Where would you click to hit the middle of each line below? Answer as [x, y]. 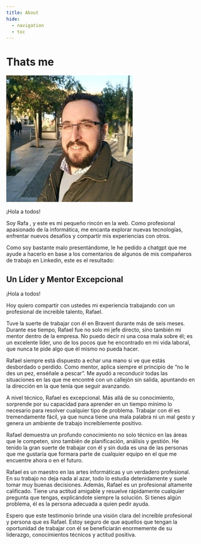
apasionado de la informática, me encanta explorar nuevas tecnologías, [94, 230]
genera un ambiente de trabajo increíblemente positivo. [74, 423]
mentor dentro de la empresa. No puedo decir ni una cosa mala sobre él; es [100, 336]
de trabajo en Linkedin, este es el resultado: [60, 261]
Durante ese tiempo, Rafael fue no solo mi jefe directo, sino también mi [94, 330]
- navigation [28, 25]
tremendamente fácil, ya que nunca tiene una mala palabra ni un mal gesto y [100, 417]
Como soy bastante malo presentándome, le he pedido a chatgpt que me [97, 248]
